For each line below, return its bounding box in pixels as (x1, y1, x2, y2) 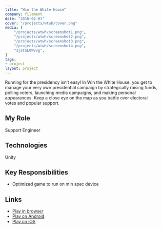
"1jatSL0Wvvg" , (14, 48, 45, 53)
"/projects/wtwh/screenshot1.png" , (14, 30, 86, 35)
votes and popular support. (5, 100, 60, 106)
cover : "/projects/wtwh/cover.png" (5, 20, 78, 26)
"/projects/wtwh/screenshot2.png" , (14, 35, 86, 39)
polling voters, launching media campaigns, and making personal (5, 90, 136, 95)
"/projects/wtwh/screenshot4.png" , (14, 43, 86, 48)
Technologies (5, 141, 48, 150)
